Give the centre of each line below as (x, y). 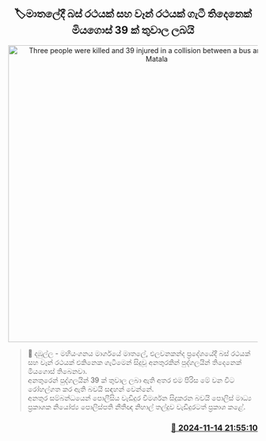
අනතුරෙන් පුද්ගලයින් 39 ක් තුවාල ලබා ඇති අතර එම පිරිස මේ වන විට (131, 380)
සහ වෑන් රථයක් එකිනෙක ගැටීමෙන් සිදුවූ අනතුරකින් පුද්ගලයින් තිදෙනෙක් (135, 362)
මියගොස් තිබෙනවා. (57, 371)
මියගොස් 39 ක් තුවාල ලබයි (133, 30)
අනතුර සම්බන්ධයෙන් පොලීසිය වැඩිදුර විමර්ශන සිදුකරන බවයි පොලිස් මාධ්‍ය (139, 397)
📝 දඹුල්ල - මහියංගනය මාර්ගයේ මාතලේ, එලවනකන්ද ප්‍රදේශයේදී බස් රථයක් (139, 353)
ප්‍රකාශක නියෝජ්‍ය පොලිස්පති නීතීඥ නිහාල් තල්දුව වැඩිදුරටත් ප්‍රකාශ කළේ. (137, 406)
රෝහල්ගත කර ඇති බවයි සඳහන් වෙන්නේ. (91, 389)
